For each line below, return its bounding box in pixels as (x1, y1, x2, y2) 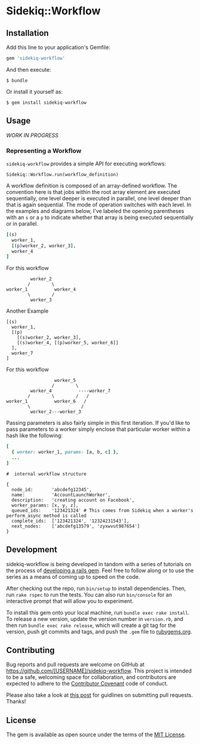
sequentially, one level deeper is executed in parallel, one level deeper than (6, 195, 191, 202)
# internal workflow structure (6, 471, 87, 477)
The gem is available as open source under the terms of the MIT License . (6, 731, 186, 738)
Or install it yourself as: (6, 88, 63, 95)
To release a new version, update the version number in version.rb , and (6, 615, 184, 622)
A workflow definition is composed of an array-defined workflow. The (6, 182, 177, 189)
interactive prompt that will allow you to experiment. (6, 597, 134, 604)
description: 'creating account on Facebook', (11, 497, 135, 503)
